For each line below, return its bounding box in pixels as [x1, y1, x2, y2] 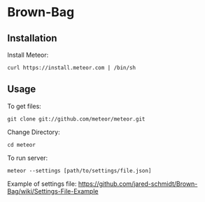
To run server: [7, 154, 48, 162]
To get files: [7, 102, 42, 110]
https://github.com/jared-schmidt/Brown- [78, 180, 198, 188]
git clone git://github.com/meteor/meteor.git [7, 115, 146, 123]
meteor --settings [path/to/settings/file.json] [7, 167, 152, 174]
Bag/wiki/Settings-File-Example [7, 187, 99, 195]
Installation [7, 32, 57, 44]
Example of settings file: [7, 180, 77, 188]
